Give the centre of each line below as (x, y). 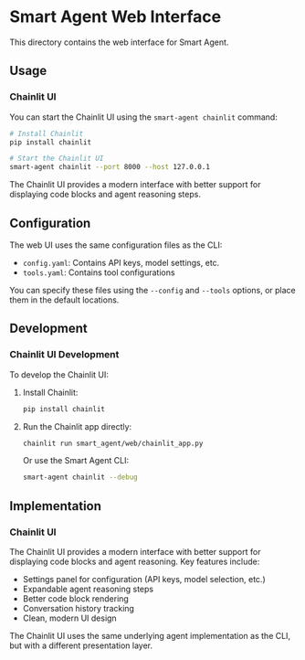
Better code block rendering (76, 598)
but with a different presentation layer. (81, 645)
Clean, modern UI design (69, 618)
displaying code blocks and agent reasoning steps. (105, 195)
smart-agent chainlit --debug (80, 477)
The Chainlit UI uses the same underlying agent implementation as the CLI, (150, 635)
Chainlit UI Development (64, 355)
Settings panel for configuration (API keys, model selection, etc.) (144, 579)
